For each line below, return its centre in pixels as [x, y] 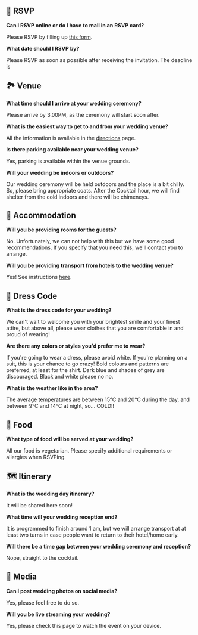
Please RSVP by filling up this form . [49, 37]
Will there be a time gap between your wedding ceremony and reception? [99, 546]
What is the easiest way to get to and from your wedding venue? [87, 126]
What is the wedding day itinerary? [50, 494]
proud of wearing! [28, 334]
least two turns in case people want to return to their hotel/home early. [93, 535]
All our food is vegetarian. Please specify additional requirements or [89, 451]
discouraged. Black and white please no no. [60, 377]
